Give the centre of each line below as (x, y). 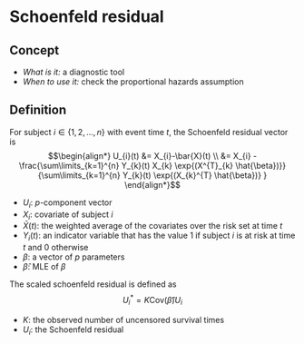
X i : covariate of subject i (68, 215)
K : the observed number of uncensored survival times (123, 319)
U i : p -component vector (67, 203)
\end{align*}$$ (152, 184)
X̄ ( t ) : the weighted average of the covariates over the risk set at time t (152, 226)
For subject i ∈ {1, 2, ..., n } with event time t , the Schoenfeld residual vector (149, 132)
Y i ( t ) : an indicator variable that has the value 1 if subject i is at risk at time (159, 236)
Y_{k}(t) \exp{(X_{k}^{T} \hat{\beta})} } (195, 175)
